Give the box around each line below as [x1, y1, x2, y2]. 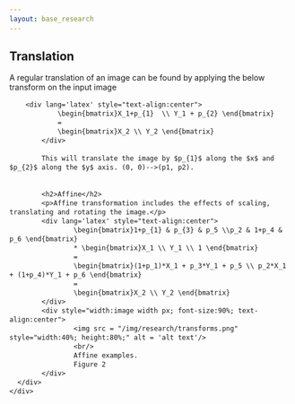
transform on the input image [9, 82, 117, 93]
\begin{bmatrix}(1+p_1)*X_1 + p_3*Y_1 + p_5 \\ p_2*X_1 [73, 262, 287, 271]
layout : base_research [9, 14, 94, 23]
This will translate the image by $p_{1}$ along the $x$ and [41, 154, 275, 163]
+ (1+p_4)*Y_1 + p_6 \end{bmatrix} [9, 271, 143, 279]
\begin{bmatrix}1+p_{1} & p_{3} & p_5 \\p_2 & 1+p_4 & [73, 226, 282, 235]
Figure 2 [73, 360, 106, 369]
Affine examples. [73, 351, 139, 360]
